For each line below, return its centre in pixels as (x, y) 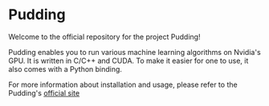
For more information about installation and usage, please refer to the (123, 84)
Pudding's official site (44, 92)
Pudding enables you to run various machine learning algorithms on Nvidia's (134, 52)
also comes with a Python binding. (65, 69)
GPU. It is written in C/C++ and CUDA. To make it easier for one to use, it (128, 61)
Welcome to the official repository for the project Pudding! (104, 37)
